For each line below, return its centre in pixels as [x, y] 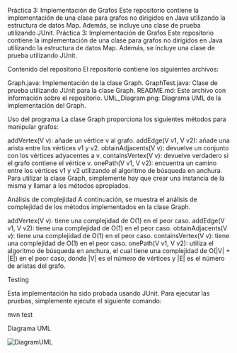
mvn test [20, 314]
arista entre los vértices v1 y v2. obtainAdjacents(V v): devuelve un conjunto [118, 148]
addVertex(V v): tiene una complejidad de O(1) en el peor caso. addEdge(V [116, 220]
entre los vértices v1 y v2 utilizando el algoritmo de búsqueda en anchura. [115, 170]
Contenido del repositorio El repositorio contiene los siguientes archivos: [113, 69]
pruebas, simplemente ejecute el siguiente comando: [85, 301]
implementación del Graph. [47, 105]
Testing [18, 280]
